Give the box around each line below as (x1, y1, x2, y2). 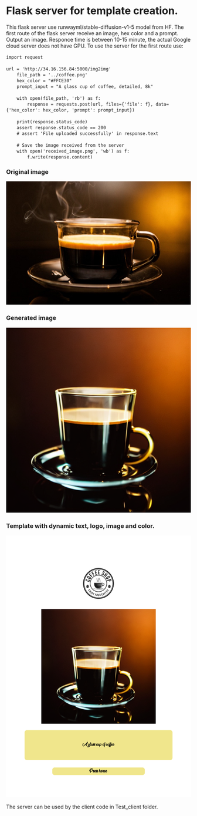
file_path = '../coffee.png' (16, 72, 88, 77)
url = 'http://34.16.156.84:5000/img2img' (6, 66, 111, 72)
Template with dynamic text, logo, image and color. (6, 521, 155, 530)
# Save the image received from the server (16, 142, 125, 148)
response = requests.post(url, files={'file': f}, (27, 101, 154, 107)
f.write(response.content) (27, 154, 93, 160)
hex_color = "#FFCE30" (16, 77, 72, 83)
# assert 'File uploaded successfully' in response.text (16, 130, 159, 136)
